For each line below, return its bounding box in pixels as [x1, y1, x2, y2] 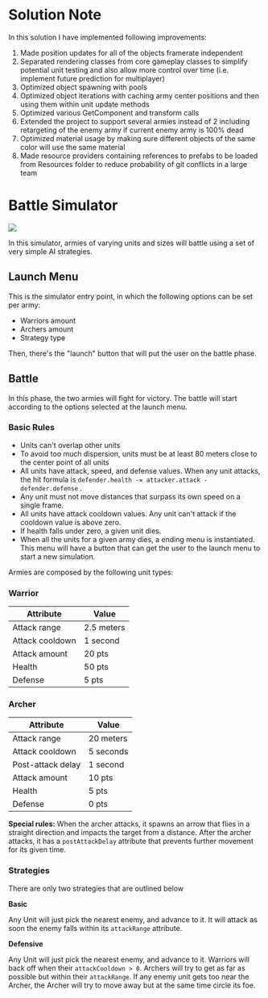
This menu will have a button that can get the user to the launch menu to [19, 543, 261, 553]
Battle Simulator [8, 196, 118, 215]
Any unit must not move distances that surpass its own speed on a [19, 491, 241, 501]
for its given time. [8, 845, 66, 854]
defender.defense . [19, 482, 83, 493]
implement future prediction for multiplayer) [19, 73, 165, 83]
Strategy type [19, 332, 66, 342]
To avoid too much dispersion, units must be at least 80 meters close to [19, 449, 258, 458]
